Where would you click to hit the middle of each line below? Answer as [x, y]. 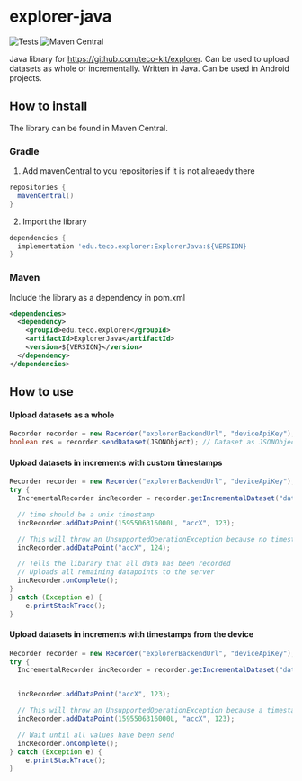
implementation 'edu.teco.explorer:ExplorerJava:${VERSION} [132, 246]
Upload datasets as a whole [62, 415]
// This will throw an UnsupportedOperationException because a [140, 711]
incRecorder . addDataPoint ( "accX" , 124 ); [94, 548]
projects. [26, 77]
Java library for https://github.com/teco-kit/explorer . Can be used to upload [149, 58]
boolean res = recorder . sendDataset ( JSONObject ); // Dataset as [132, 443]
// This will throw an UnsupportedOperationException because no [142, 539]
